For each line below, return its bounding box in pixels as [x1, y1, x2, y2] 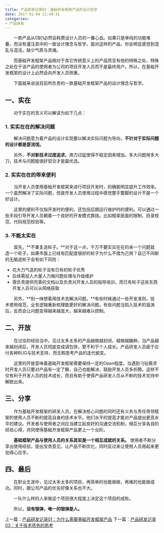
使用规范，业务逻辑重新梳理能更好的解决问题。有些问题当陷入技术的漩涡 [9, 302, 155, 307]
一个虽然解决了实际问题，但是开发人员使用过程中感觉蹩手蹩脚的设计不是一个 [5, 190, 159, 196]
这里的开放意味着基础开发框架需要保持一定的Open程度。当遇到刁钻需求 [14, 360, 157, 366]
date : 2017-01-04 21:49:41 [5, 12, 60, 17]
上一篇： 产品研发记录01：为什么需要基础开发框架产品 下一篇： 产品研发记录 [5, 516, 156, 522]
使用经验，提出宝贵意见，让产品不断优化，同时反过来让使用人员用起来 [13, 443, 155, 449]
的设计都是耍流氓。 [5, 142, 44, 148]
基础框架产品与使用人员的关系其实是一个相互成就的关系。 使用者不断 [14, 437, 152, 443]
